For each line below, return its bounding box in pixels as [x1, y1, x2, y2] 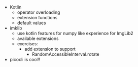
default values [17, 20, 46, 26]
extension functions [17, 15, 58, 20]
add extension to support [24, 46, 76, 52]
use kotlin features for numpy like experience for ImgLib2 [17, 31, 134, 36]
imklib [9, 25, 22, 31]
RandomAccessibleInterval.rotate [32, 51, 100, 57]
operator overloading [17, 9, 60, 15]
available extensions [17, 35, 59, 41]
